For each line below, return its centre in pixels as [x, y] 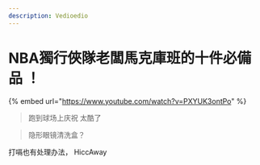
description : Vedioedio [48, 16]
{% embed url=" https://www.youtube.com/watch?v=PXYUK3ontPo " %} [128, 101]
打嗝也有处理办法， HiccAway [58, 152]
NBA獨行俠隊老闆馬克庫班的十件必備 [130, 58]
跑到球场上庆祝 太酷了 [65, 118]
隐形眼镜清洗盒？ [57, 134]
